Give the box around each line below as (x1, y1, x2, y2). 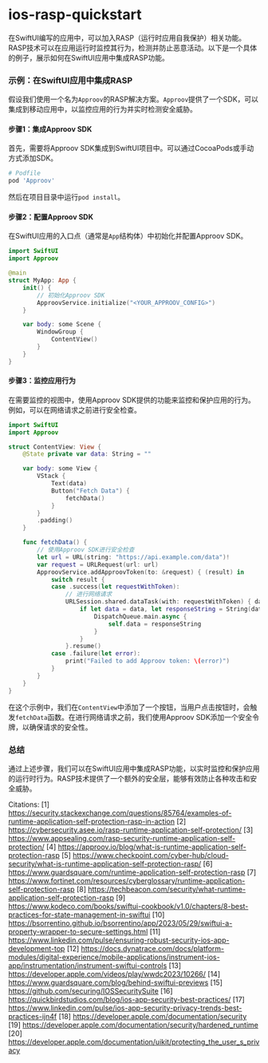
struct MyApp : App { (8, 277, 77, 285)
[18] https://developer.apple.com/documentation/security (58, 1011, 247, 1021)
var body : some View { (22, 464, 98, 472)
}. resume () (65, 642, 102, 650)
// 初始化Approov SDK (37, 291, 105, 299)
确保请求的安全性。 (29, 722, 93, 732)
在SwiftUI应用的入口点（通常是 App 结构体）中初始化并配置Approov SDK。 (8, 231, 248, 241)
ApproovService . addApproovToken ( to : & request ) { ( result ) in (37, 568, 245, 576)
